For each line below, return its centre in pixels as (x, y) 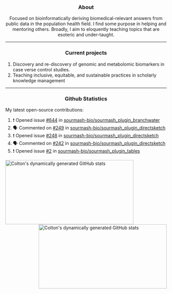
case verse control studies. (41, 69)
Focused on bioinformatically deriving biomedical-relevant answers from (86, 19)
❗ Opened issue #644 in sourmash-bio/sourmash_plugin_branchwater (86, 120)
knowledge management (39, 80)
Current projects (86, 53)
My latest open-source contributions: (45, 109)
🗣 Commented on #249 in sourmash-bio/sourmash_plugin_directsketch (89, 127)
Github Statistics (86, 99)
